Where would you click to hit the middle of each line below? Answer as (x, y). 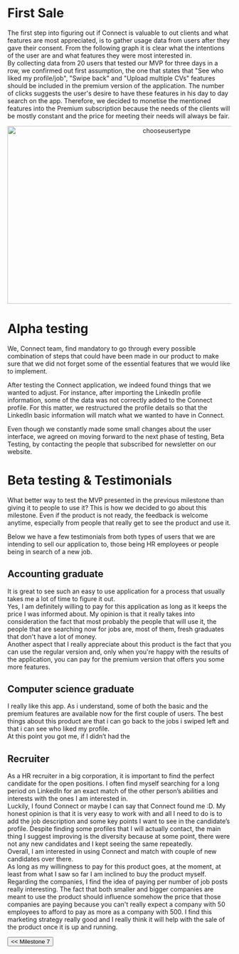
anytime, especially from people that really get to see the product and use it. (119, 523)
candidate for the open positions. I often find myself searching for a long (113, 783)
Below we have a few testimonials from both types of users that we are (111, 536)
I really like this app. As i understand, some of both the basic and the (108, 706)
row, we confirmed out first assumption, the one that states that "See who (116, 70)
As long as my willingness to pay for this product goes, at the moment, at (115, 866)
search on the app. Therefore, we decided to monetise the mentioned (109, 100)
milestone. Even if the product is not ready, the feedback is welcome (108, 515)
